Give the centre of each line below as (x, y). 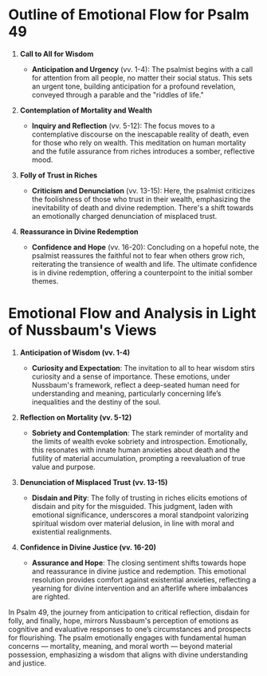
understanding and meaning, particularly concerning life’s (126, 393)
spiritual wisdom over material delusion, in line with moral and (133, 523)
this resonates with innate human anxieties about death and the (136, 450)
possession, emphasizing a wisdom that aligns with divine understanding (128, 654)
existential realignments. (72, 531)
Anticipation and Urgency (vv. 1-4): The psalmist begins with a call (142, 69)
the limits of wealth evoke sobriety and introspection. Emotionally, (140, 441)
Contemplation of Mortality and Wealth (86, 110)
